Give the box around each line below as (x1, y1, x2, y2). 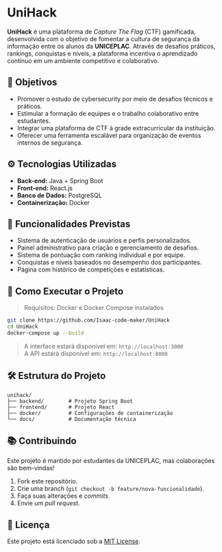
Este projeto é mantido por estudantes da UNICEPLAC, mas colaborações (7, 457, 215, 465)
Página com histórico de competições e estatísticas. (16, 265, 165, 274)
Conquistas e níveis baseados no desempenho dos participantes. (16, 259, 202, 267)
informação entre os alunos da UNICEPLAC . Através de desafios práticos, (7, 42, 216, 50)
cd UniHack (7, 324, 38, 331)
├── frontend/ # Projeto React (7, 403, 115, 411)
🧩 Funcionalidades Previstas (7, 218, 131, 230)
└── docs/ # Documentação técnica (7, 416, 136, 422)
